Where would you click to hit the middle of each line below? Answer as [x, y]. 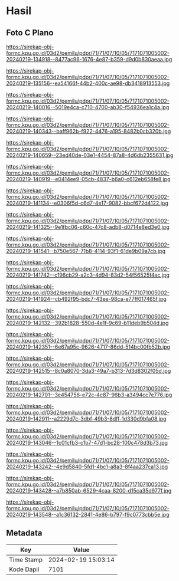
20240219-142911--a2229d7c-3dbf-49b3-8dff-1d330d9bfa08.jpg [86, 419]
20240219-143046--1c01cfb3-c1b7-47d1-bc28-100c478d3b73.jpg [87, 443]
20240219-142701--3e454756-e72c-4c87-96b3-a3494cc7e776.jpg [89, 395]
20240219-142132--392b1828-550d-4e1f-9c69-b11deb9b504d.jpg [87, 323]
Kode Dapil [24, 569]
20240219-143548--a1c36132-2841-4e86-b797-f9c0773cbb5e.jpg [88, 515]
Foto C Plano [30, 33]
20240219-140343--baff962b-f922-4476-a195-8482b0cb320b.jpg [89, 131]
